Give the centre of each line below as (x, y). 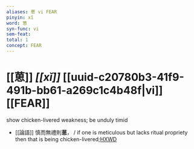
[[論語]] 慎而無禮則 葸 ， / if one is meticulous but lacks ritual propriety (101, 132)
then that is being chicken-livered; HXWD (66, 139)
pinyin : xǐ (20, 17)
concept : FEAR (24, 46)
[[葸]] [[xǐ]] (33, 78)
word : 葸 (17, 23)
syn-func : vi (23, 29)
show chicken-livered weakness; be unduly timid (67, 120)
